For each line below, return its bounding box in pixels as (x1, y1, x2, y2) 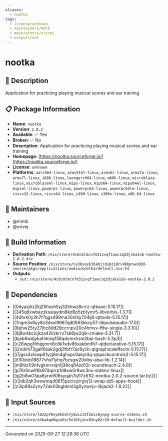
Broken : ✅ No (12, 137, 41, 143)
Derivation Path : (12, 251, 47, 257)
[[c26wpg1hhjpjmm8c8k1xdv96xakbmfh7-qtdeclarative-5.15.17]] (12, 341, 144, 347)
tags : (5, 16, 16, 21)
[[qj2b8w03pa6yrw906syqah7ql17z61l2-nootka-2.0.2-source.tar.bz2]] (12, 373, 157, 379)
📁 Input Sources (5, 398, 56, 406)
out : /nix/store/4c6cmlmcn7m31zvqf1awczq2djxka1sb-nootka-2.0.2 (19, 276, 155, 282)
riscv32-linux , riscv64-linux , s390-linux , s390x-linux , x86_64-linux (12, 190, 155, 196)
